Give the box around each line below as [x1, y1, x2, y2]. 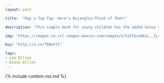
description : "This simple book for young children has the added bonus [5, 25, 156, 30]
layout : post [5, 7, 32, 12]
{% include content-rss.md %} [5, 73, 67, 79]
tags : [5, 51, 16, 56]
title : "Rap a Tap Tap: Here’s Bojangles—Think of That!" [5, 16, 128, 21]
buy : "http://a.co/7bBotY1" [5, 42, 62, 47]
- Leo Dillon [5, 55, 32, 61]
